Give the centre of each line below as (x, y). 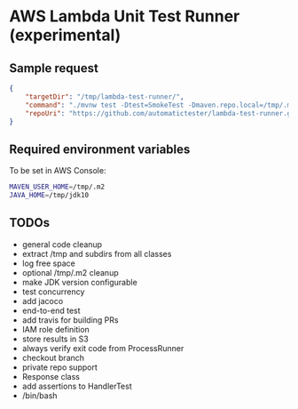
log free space (48, 263)
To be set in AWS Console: (58, 171)
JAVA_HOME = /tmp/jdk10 (49, 196)
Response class (51, 376)
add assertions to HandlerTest (77, 386)
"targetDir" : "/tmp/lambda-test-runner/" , (105, 96)
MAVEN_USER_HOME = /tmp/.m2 (57, 187)
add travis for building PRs (70, 320)
